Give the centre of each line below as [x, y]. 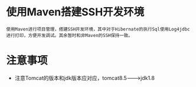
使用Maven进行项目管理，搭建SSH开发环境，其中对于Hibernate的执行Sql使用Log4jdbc [98, 29]
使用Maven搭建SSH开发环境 [75, 12]
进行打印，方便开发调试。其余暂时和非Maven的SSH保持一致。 [69, 35]
